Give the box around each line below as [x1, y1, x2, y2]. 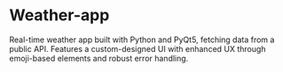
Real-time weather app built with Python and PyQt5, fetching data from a [9, 34, 275, 45]
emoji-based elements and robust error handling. [9, 53, 189, 63]
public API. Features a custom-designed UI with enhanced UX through [9, 43, 266, 54]
